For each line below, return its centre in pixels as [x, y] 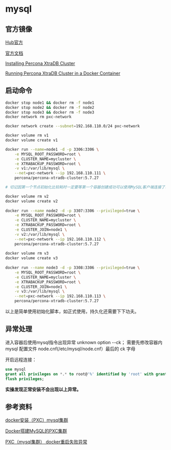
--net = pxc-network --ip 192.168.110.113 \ [60, 296]
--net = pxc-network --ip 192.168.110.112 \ [60, 239]
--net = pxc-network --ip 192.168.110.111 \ [60, 173]
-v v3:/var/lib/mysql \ [40, 291]
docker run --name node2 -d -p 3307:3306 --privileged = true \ [73, 211]
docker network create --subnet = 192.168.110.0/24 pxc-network [73, 126]
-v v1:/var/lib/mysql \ [40, 168]
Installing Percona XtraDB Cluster [40, 63]
